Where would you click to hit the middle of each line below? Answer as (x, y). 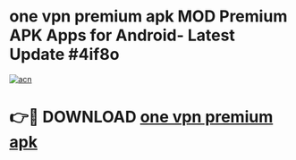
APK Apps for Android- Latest (122, 35)
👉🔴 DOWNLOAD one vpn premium (141, 117)
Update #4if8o (64, 55)
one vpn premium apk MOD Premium (148, 17)
